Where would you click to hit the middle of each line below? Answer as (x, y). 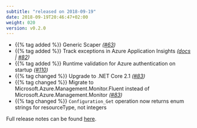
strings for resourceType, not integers (61, 107)
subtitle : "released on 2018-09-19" (51, 12)
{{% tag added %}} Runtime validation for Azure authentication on (95, 64)
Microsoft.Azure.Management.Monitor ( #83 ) (68, 95)
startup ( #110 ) (31, 70)
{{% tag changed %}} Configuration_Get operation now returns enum (99, 101)
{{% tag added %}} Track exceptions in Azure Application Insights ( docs (102, 51)
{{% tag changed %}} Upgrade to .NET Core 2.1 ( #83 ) (80, 76)
